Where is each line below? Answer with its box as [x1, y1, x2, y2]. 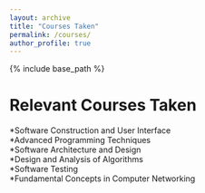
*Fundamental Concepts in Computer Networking [9, 173, 196, 184]
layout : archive [9, 13, 71, 23]
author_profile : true [9, 38, 92, 48]
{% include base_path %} [9, 63, 105, 74]
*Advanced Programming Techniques [9, 135, 151, 146]
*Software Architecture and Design [9, 144, 142, 155]
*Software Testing [9, 164, 79, 175]
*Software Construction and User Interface [9, 125, 171, 136]
